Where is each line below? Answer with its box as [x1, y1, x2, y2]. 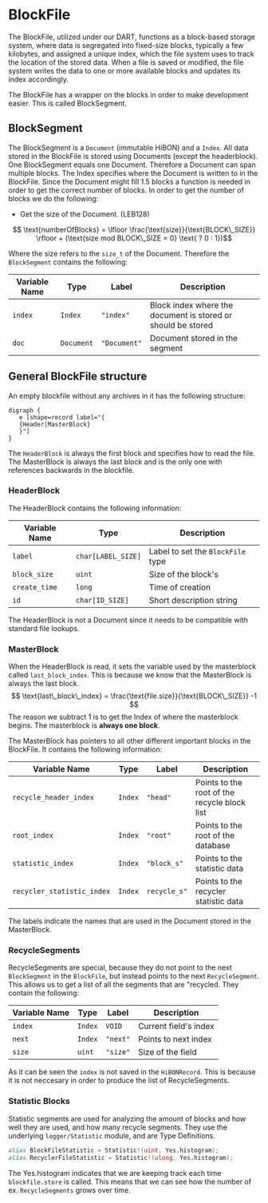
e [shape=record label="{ [18, 413, 105, 421]
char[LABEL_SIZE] [75, 551, 142, 561]
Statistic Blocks [8, 1096, 70, 1107]
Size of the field [138, 1046, 197, 1058]
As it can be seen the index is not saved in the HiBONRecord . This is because [8, 1067, 257, 1077]
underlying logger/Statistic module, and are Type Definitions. [8, 1130, 215, 1140]
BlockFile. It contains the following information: [8, 744, 163, 754]
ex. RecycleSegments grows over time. [8, 1185, 131, 1195]
